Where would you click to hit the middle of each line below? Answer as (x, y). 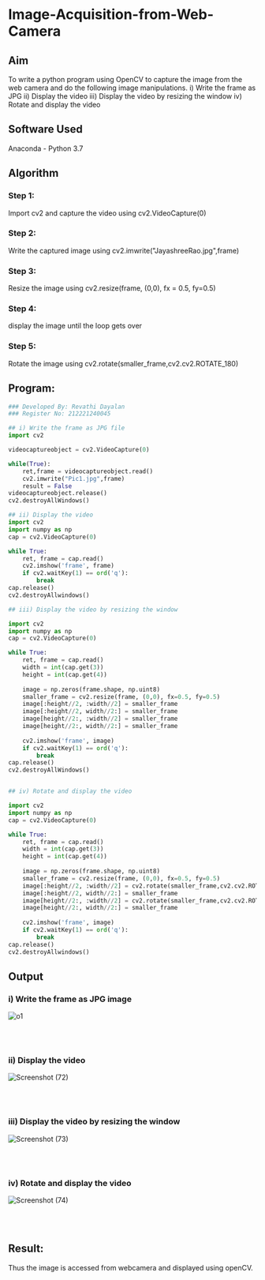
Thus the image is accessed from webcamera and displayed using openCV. (131, 1267)
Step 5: (22, 347)
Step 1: (21, 196)
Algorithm (34, 173)
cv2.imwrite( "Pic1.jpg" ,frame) (74, 479)
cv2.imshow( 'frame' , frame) (68, 566)
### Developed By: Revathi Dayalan (67, 407)
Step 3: (22, 271)
